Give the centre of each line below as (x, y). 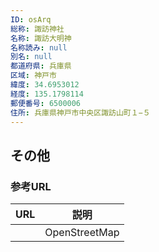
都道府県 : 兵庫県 (41, 66)
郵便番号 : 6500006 (46, 103)
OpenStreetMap (82, 233)
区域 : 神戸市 (33, 76)
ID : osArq (31, 19)
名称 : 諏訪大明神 (41, 38)
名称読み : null (39, 47)
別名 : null (31, 57)
